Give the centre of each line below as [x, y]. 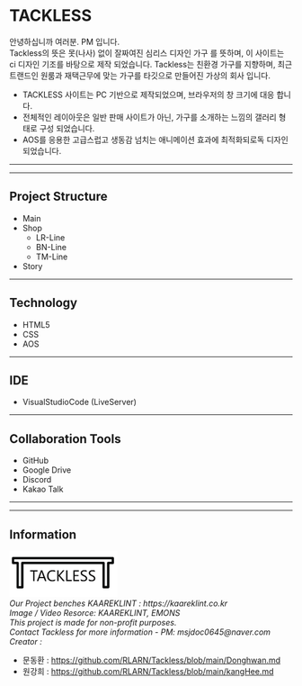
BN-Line [51, 247]
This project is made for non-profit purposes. [93, 622]
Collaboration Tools [65, 439]
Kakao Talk [43, 489]
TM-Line [52, 257]
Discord [37, 480]
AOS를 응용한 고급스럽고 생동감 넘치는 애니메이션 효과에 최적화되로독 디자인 [155, 140]
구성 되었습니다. [67, 128]
